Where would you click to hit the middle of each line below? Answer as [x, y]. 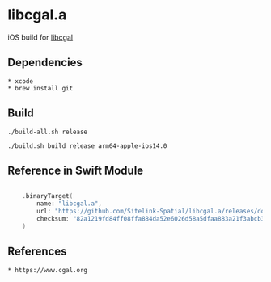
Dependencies [45, 63]
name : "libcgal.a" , [70, 204]
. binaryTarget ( [48, 196]
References [37, 252]
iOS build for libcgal [40, 37]
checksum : [53, 219]
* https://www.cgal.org [48, 270]
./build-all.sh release [48, 132]
